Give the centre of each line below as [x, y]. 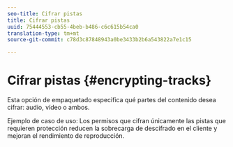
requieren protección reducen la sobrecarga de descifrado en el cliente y [112, 128]
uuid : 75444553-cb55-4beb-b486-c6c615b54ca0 [73, 27]
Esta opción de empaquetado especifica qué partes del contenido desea [112, 100]
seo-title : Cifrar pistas [45, 14]
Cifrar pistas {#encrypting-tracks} [109, 80]
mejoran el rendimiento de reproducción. [66, 136]
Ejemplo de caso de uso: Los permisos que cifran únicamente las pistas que [117, 121]
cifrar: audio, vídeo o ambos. [48, 107]
